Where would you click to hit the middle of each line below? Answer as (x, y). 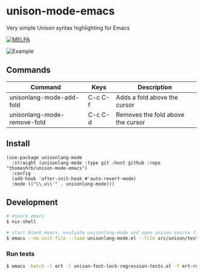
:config (21, 173)
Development (32, 202)
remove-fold (27, 122)
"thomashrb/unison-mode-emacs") (47, 168)
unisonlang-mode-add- (44, 97)
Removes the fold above (150, 115)
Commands (29, 70)
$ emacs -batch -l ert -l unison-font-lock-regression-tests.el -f (93, 267)
